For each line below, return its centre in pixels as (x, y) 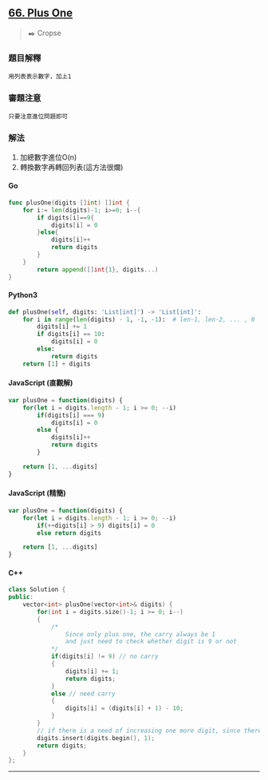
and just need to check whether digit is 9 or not (151, 642)
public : (21, 597)
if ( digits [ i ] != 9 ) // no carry (104, 657)
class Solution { (37, 590)
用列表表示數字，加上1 (40, 77)
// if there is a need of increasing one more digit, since (139, 731)
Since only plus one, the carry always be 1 (140, 634)
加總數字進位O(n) (48, 157)
